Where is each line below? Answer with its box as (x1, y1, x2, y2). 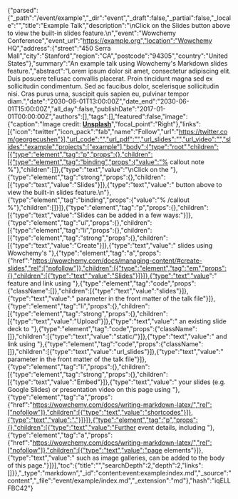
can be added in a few (95, 211, 162, 219)
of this (7, 461, 26, 470)
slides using (177, 241, 213, 249)
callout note (170, 158, 205, 166)
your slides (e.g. (178, 378, 226, 386)
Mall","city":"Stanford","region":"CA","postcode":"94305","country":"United (7, 51, 228, 60)
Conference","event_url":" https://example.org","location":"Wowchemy (7, 36, 212, 45)
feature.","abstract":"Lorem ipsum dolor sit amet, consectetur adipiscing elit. (7, 67, 232, 75)
